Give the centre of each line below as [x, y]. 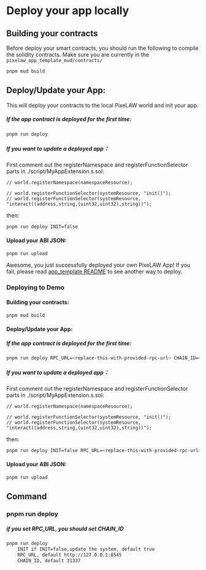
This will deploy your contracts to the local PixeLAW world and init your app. [102, 105]
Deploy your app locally [68, 11]
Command [27, 497]
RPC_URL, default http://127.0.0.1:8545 [70, 555]
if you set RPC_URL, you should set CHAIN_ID [65, 528]
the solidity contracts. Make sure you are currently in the [78, 55]
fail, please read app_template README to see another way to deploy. [94, 271]
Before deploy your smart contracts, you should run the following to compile [103, 48]
